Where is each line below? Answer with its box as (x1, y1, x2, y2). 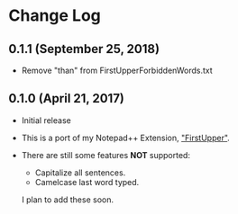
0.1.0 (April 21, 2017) (8, 91, 125, 106)
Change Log (8, 5, 101, 26)
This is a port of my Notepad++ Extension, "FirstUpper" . (21, 132, 231, 143)
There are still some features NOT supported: (21, 149, 191, 160)
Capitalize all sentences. (34, 167, 126, 178)
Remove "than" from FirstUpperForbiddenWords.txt (21, 65, 213, 76)
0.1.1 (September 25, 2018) (8, 41, 160, 57)
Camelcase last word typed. (34, 176, 140, 187)
